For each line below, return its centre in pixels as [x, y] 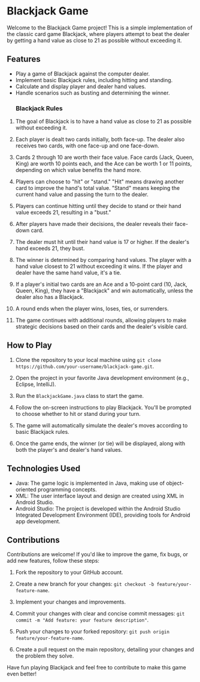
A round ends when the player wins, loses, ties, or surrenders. [92, 309]
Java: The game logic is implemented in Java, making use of [90, 483]
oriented [26, 489]
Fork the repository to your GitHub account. [69, 572]
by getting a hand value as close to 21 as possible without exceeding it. [94, 40]
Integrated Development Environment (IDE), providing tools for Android [103, 515]
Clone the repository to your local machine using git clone [88, 360]
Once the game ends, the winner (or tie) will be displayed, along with [100, 443]
